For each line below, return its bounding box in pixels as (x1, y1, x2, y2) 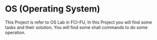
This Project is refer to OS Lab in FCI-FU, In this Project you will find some (5, 19, 153, 25)
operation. (5, 29, 26, 35)
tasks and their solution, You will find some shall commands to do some (5, 24, 148, 30)
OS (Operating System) (5, 3, 100, 14)
